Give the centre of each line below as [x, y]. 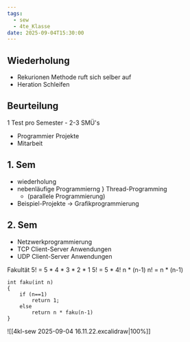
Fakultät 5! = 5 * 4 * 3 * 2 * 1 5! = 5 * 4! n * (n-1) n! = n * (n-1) [95, 270]
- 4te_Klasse [32, 26]
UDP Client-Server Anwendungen [64, 256]
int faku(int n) [30, 282]
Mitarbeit [30, 143]
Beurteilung [33, 106]
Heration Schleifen [43, 85]
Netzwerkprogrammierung [55, 242]
